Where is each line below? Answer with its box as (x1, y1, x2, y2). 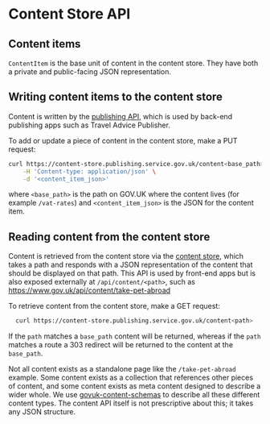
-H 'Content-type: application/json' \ (22, 167, 157, 176)
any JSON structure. (8, 407, 76, 417)
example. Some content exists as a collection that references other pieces (8, 372, 254, 383)
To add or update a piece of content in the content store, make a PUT (8, 135, 239, 145)
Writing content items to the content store (8, 90, 223, 104)
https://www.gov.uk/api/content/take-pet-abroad (8, 285, 171, 295)
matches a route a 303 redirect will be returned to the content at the (8, 340, 234, 350)
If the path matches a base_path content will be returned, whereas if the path (8, 331, 261, 341)
